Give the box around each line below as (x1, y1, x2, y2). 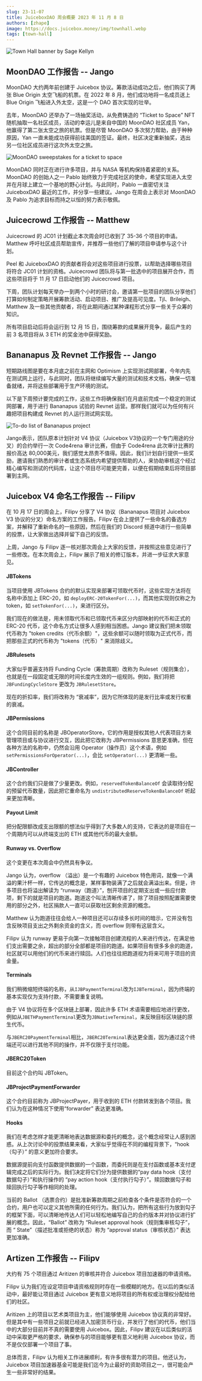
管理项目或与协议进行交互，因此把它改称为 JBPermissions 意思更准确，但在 (6, 736, 194, 743)
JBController (6, 766, 39, 773)
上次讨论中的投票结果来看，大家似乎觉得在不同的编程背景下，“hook (22, 1141, 189, 1148)
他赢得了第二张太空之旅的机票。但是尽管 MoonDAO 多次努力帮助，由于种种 (6, 126, 193, 133)
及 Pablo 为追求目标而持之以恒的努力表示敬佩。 (6, 196, 124, 203)
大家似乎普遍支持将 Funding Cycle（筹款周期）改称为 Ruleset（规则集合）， (6, 665, 192, 672)
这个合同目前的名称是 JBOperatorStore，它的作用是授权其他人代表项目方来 (6, 728, 192, 736)
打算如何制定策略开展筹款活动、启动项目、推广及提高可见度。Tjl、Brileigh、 (6, 295, 194, 302)
